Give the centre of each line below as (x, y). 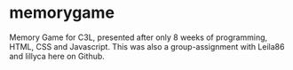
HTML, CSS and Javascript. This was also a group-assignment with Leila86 (147, 46)
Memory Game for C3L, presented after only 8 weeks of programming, (139, 37)
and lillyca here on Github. (57, 56)
